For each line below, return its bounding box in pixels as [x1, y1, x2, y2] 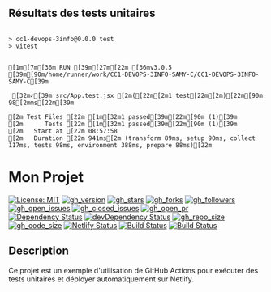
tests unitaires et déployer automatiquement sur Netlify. [8, 274, 195, 284]
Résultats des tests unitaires [8, 6, 156, 20]
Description [8, 244, 69, 258]
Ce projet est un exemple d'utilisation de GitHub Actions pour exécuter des [8, 265, 259, 275]
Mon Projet [8, 168, 84, 186]
